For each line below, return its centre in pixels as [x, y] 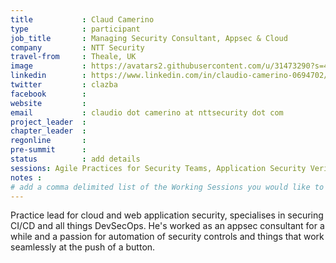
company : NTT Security [77, 47]
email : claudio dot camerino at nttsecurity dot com [147, 112]
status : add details [75, 159]
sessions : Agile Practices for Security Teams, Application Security [158, 168]
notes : [26, 177]
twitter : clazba [64, 85]
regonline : [48, 141]
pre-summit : [48, 150]
